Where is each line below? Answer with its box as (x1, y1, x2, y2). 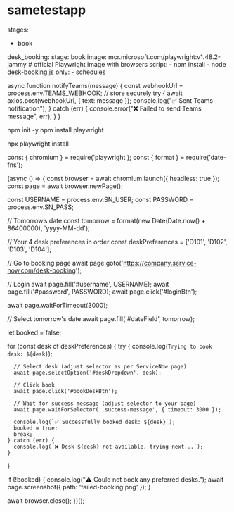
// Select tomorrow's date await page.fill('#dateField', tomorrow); (7, 314, 195, 323)
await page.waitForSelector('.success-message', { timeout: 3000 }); (13, 406, 221, 413)
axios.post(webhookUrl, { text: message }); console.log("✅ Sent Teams (7, 96, 213, 104)
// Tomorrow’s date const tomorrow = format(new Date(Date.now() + (7, 216, 206, 225)
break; (13, 430, 33, 438)
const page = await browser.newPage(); (7, 182, 123, 190)
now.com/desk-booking (7, 266, 76, 275)
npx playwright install (7, 139, 69, 148)
